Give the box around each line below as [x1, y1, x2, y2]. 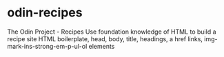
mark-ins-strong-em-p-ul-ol [7, 42, 88, 50]
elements [88, 42, 115, 50]
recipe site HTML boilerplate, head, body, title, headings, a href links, [7, 34, 203, 43]
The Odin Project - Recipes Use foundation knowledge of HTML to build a [7, 27, 216, 36]
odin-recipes [7, 5, 83, 21]
